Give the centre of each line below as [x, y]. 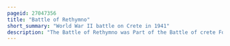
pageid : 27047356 [32, 13]
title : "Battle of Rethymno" [49, 20]
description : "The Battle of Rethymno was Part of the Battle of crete [111, 32]
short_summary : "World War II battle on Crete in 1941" [88, 26]
